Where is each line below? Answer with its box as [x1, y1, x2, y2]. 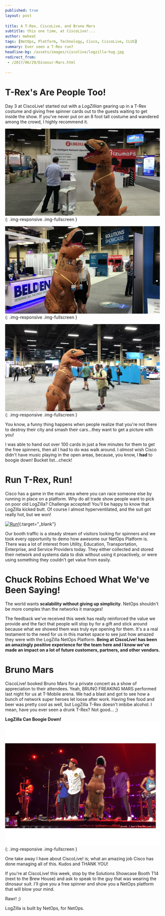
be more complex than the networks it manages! [5, 606, 103, 612]
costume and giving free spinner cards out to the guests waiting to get [5, 108, 148, 114]
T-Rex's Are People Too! [5, 87, 106, 98]
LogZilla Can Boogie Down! [5, 716, 61, 722]
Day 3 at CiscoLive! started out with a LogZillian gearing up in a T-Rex [5, 103, 146, 109]
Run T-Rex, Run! [5, 474, 73, 486]
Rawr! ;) [5, 895, 21, 901]
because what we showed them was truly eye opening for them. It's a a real [5, 626, 158, 632]
